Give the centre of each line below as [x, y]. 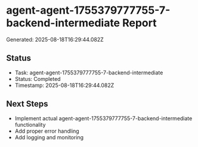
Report [139, 23]
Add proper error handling [47, 131]
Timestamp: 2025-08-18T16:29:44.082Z [64, 85]
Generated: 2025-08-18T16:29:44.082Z [55, 39]
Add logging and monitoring [49, 137]
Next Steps [27, 104]
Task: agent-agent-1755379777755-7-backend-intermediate [89, 73]
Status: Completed [38, 79]
